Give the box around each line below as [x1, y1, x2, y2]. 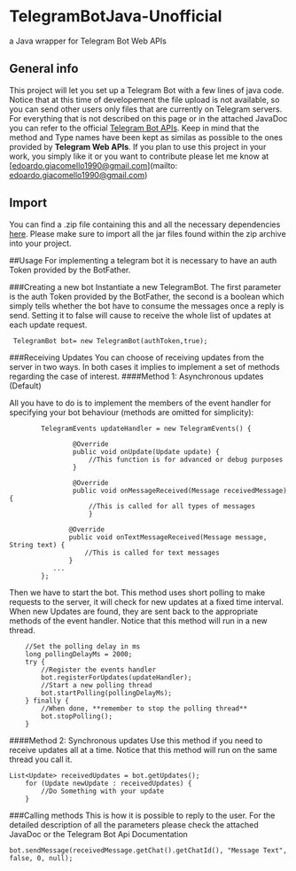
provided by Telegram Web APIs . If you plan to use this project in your [9, 141, 267, 152]
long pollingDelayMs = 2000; [25, 649, 133, 658]
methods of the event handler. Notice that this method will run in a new [9, 615, 268, 626]
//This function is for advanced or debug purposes [88, 455, 284, 464]
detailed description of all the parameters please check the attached [9, 819, 259, 830]
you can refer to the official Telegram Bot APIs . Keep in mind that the [9, 122, 260, 133]
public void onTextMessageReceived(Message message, [68, 532, 268, 542]
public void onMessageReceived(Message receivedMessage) [72, 486, 288, 495]
